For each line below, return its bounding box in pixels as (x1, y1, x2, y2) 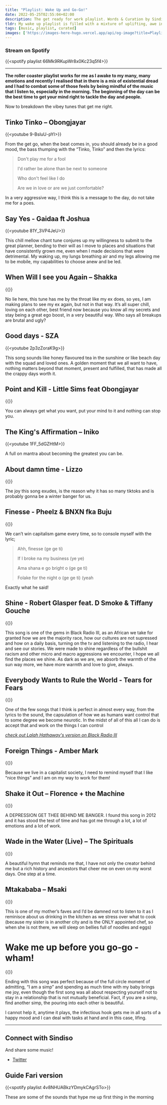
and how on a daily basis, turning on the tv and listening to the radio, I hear (5, 640, 159, 646)
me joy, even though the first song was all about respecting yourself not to (5, 989, 158, 995)
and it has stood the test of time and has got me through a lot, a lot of (5, 817, 147, 824)
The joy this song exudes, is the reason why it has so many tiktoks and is (5, 488, 154, 494)
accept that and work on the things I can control (5, 723, 103, 729)
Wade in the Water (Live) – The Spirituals (5, 837, 134, 846)
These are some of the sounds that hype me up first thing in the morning (5, 1094, 154, 1100)
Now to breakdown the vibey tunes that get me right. (5, 103, 113, 110)
